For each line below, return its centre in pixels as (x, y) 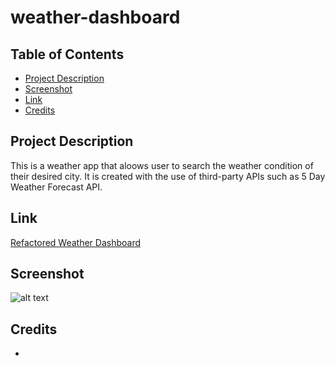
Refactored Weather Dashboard (76, 242)
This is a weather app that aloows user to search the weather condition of (162, 165)
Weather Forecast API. (56, 187)
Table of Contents (67, 54)
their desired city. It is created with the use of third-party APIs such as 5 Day (168, 176)
